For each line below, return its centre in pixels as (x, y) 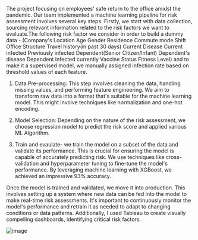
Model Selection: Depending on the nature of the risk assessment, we (100, 120)
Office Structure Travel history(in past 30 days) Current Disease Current (95, 46)
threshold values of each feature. (47, 72)
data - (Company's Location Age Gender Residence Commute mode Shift (96, 40)
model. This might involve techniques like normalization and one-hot (98, 102)
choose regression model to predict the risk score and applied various (101, 127)
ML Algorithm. (32, 133)
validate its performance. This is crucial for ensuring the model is (94, 151)
